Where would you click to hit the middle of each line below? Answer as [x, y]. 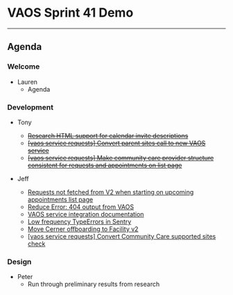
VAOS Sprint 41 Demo [70, 13]
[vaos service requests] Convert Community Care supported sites [122, 236]
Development [31, 107]
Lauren [27, 82]
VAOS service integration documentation [86, 214]
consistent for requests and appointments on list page [105, 165]
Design [19, 262]
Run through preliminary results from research [94, 284]
